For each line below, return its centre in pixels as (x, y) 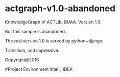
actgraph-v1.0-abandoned (60, 9)
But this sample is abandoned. (36, 31)
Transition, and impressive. (32, 50)
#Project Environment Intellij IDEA (39, 69)
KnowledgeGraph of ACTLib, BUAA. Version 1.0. (53, 22)
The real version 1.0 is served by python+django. (54, 41)
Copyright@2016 (22, 59)
